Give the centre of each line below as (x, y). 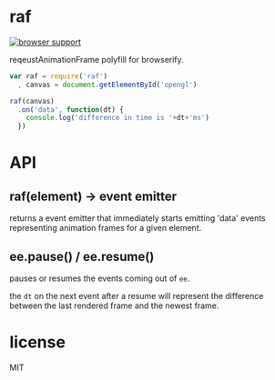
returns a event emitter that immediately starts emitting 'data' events (137, 218)
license (38, 342)
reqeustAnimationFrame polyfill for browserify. (97, 59)
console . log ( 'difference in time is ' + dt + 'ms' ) (117, 118)
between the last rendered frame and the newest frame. (114, 305)
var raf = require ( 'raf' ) (58, 76)
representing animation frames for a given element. (106, 228)
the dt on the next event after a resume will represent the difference (137, 296)
